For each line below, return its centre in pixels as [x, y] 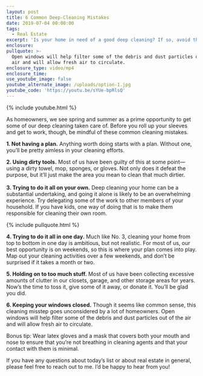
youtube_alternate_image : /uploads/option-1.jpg [69, 85]
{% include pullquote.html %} [43, 225]
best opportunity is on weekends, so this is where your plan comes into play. [101, 249]
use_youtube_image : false [39, 79]
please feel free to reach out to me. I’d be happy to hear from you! [88, 366]
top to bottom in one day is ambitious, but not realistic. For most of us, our [98, 243]
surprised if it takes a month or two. [50, 262]
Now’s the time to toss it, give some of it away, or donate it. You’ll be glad [97, 287]
